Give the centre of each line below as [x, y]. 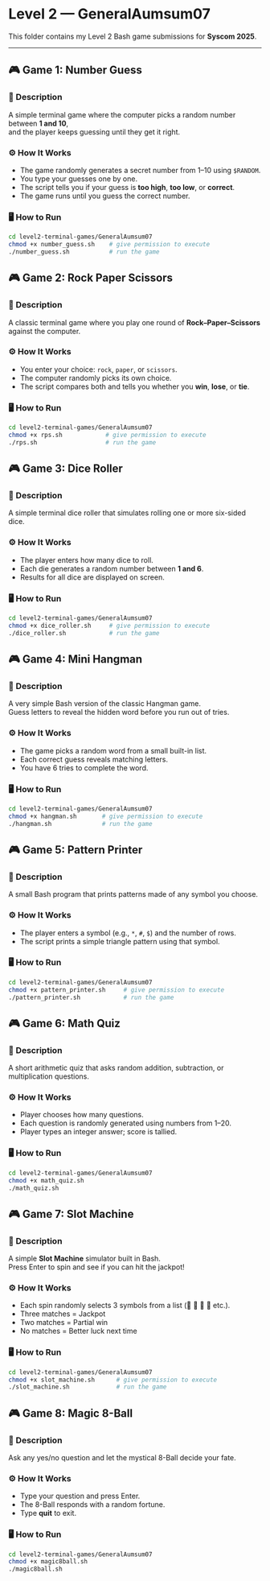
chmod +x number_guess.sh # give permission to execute [109, 245]
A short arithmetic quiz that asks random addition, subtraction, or [116, 1068]
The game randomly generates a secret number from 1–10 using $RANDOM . [140, 170]
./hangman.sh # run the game [80, 824]
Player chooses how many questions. [82, 1115]
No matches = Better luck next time [79, 1331]
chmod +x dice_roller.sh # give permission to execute [109, 625]
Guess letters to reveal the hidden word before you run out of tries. [119, 712]
